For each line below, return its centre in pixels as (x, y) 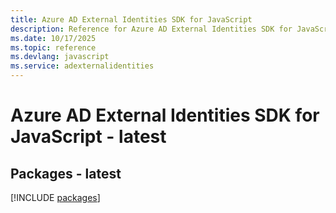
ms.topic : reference (53, 47)
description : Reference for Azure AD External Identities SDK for (151, 29)
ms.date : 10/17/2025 (53, 38)
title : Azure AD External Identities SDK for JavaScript (131, 19)
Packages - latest (66, 173)
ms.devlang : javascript (60, 57)
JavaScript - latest (88, 137)
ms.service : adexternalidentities (82, 66)
